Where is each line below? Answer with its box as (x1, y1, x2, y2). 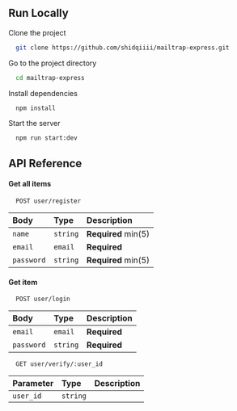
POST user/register (15, 197, 82, 205)
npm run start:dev (15, 134, 78, 142)
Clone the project (8, 27, 66, 37)
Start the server (8, 119, 61, 128)
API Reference (8, 157, 83, 170)
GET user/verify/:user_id (15, 360, 104, 368)
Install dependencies (8, 88, 78, 98)
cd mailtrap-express (15, 73, 85, 82)
